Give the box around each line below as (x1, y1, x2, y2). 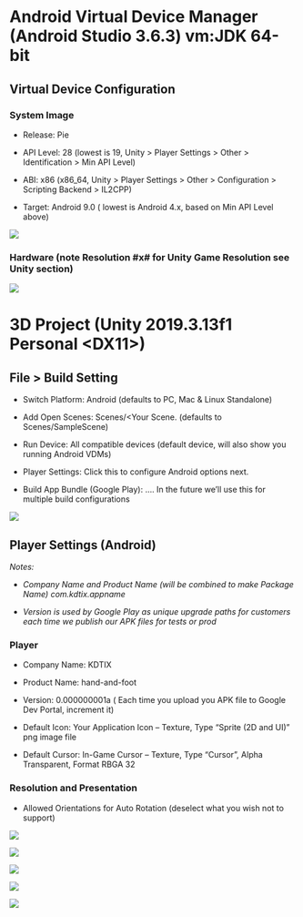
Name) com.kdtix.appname (22, 588, 126, 599)
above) (22, 211, 50, 222)
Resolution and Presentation (9, 781, 138, 794)
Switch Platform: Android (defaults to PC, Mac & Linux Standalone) (22, 394, 273, 405)
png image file (22, 731, 77, 743)
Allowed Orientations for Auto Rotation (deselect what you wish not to (22, 802, 285, 813)
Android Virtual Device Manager (9, 6, 258, 27)
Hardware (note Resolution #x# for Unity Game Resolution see (9, 250, 289, 263)
